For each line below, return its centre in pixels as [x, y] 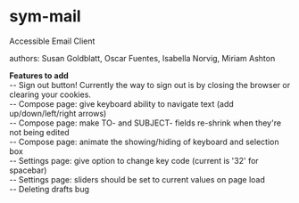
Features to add [39, 75]
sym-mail [46, 16]
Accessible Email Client [52, 41]
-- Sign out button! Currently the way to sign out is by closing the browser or [150, 85]
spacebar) [28, 170]
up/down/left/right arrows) [58, 113]
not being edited [39, 132]
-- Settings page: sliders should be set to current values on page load [137, 179]
